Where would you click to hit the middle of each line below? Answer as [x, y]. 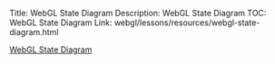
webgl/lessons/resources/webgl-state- [187, 23]
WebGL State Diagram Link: [61, 23]
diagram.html [34, 32]
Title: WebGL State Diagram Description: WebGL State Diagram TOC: [138, 13]
